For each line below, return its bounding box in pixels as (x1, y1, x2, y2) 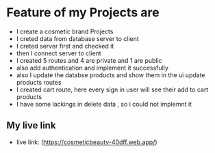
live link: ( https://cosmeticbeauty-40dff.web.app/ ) (16, 138, 158, 146)
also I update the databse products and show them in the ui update (16, 70, 206, 79)
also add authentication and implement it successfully (16, 64, 169, 72)
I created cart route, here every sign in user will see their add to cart (16, 85, 209, 94)
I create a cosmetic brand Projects (16, 27, 114, 36)
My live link (6, 120, 56, 131)
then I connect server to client (16, 49, 101, 57)
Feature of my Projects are (6, 5, 160, 20)
